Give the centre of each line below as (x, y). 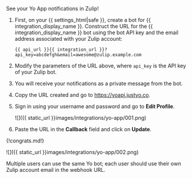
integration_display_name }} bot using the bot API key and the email (96, 32)
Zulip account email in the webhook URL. (56, 170)
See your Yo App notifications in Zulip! (52, 9)
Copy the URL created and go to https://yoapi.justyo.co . (82, 95)
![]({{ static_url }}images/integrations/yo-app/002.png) (72, 152)
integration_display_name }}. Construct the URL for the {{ (84, 26)
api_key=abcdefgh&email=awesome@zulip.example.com (78, 55)
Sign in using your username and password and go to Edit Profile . (95, 106)
